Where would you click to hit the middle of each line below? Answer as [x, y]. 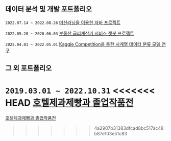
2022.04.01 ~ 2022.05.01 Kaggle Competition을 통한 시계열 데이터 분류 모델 [83, 44]
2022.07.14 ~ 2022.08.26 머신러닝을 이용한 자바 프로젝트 [63, 22]
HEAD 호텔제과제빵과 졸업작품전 [69, 103]
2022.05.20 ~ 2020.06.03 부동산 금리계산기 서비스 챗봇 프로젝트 [70, 33]
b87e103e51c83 [111, 134]
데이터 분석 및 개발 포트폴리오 [49, 9]
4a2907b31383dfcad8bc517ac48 [129, 128]
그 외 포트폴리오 [29, 68]
